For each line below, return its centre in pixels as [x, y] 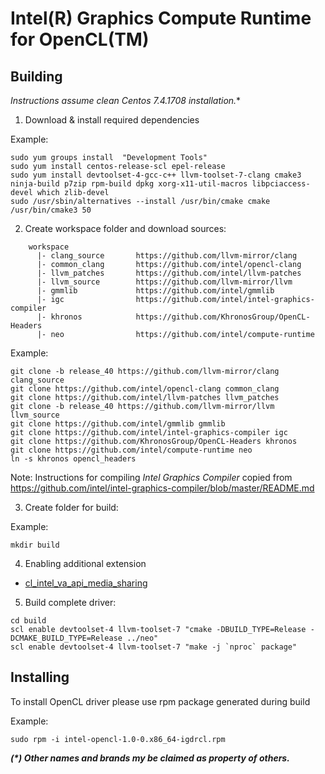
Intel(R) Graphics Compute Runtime [161, 18]
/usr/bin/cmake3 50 [51, 210]
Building [36, 76]
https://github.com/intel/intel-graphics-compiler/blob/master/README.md [162, 488]
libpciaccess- [281, 184]
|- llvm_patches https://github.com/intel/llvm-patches [169, 273]
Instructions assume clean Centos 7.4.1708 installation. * [126, 100]
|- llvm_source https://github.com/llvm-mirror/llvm [164, 282]
